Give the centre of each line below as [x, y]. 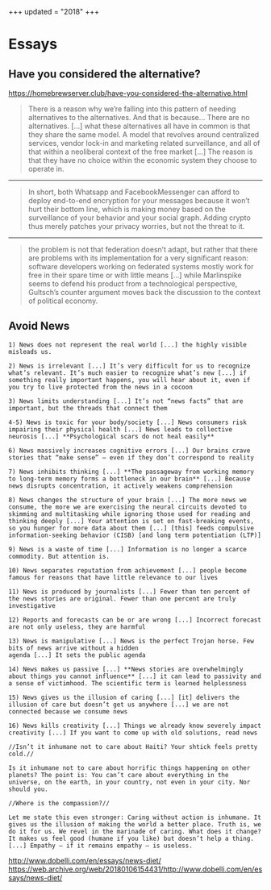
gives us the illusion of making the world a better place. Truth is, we [135, 824]
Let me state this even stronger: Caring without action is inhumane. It [135, 817]
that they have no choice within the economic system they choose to [142, 160]
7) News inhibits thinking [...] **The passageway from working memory [131, 472]
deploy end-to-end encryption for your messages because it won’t [139, 200]
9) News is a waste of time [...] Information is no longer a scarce [128, 549]
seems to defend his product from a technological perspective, [133, 284]
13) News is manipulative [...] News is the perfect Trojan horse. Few [131, 641]
